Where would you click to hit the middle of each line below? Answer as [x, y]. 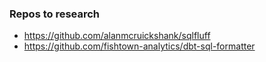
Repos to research [55, 14]
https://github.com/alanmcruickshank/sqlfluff [117, 36]
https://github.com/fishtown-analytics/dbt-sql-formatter [139, 46]
